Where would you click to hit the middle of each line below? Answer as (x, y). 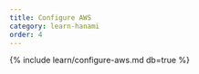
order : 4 (26, 34)
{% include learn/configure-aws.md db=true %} (99, 60)
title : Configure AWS (51, 18)
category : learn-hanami (55, 26)
